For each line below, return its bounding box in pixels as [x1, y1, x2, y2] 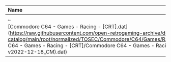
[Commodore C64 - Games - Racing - [8, 23, 102, 30]
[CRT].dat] [102, 23, 128, 30]
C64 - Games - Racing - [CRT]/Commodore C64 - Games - [8, 42, 155, 49]
